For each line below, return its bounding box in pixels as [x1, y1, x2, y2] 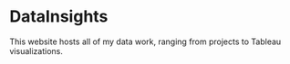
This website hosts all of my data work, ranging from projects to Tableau [9, 36, 282, 47]
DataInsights [9, 6, 109, 27]
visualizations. [9, 45, 64, 56]
